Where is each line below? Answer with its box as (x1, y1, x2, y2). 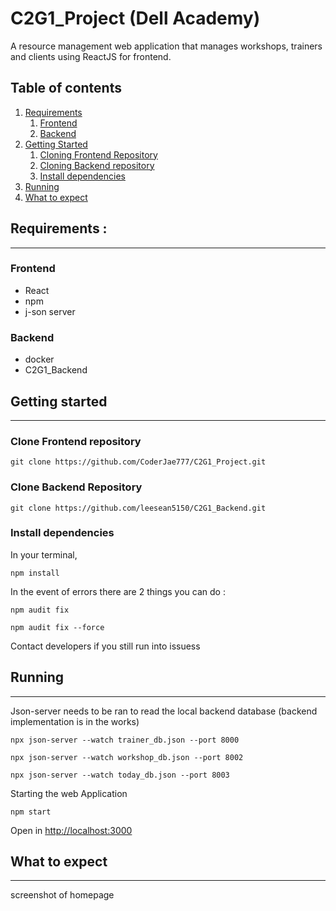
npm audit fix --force (10, 622, 105, 632)
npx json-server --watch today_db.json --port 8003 (10, 770, 230, 780)
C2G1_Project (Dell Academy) (10, 7, 261, 30)
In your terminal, (10, 548, 78, 561)
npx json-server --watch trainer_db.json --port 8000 (10, 735, 240, 745)
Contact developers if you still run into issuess (10, 640, 201, 652)
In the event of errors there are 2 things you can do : (10, 585, 226, 597)
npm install (10, 568, 60, 578)
